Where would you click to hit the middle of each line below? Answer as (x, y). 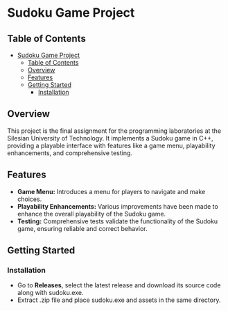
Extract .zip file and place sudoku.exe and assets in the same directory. (119, 300)
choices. (29, 199)
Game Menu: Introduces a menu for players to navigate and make (111, 191)
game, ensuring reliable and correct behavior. (82, 228)
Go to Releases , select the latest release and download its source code (119, 285)
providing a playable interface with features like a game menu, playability (112, 145)
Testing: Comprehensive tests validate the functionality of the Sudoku (117, 221)
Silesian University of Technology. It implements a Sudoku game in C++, (110, 138)
